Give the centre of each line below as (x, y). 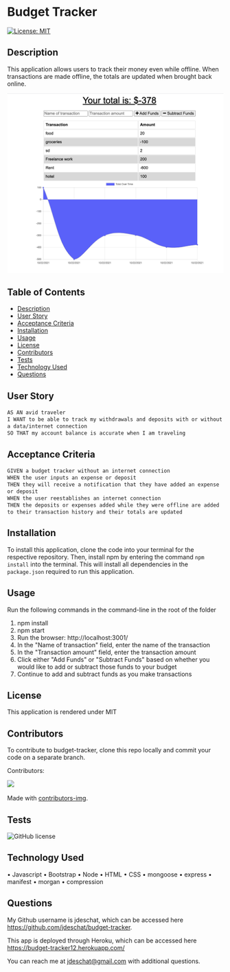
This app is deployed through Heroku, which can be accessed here (102, 940)
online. (16, 84)
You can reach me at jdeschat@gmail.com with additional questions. (104, 961)
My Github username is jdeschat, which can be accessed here (95, 920)
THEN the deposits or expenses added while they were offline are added (113, 505)
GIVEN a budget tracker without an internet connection (89, 471)
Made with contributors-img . (47, 798)
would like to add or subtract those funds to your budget (97, 667)
